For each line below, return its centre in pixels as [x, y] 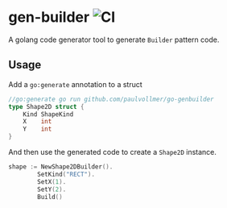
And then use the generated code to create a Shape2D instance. [113, 152]
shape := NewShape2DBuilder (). [61, 167]
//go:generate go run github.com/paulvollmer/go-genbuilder [111, 99]
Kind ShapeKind [48, 114]
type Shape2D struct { [46, 106]
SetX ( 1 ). [52, 181]
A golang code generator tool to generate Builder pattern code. [114, 40]
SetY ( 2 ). [52, 189]
